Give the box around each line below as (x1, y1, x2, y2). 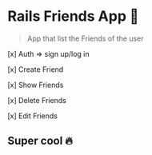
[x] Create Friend (7, 64, 64, 74)
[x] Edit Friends (7, 111, 58, 121)
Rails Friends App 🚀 (7, 7, 139, 26)
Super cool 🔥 (7, 134, 74, 148)
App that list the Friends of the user (26, 34, 144, 43)
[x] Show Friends (7, 80, 64, 89)
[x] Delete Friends (7, 95, 67, 105)
